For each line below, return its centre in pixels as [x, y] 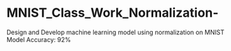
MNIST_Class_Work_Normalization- [113, 13]
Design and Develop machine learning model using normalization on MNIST [115, 32]
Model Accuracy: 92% [39, 39]
